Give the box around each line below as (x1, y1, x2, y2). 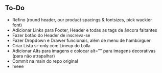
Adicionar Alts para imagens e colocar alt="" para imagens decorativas (12, 48, 156, 54)
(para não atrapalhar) (12, 53, 55, 59)
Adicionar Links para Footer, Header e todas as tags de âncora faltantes (12, 27, 158, 33)
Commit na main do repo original (12, 58, 78, 64)
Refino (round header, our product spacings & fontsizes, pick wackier (12, 17, 152, 22)
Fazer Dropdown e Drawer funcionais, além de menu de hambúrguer (12, 37, 151, 43)
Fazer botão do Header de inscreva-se (12, 32, 91, 38)
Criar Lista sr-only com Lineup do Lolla (12, 42, 91, 48)
